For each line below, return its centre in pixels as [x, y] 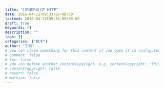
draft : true [17, 23]
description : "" [21, 32]
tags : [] [14, 37]
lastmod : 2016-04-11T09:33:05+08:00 [42, 19]
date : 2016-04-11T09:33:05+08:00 [39, 14]
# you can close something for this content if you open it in [71, 50]
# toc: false [18, 60]
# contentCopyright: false [32, 69]
